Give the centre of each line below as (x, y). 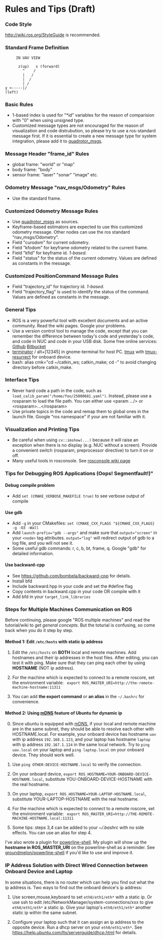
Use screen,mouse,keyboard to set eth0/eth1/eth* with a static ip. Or (82, 897)
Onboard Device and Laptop (39, 871)
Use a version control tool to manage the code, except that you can (80, 331)
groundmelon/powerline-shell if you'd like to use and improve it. (69, 853)
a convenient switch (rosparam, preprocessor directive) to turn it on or (83, 450)
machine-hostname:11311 (36, 687)
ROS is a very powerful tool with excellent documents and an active (80, 320)
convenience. (26, 702)
